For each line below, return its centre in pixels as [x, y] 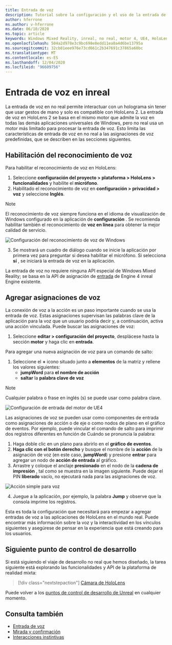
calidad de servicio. [26, 230]
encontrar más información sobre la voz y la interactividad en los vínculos [83, 522]
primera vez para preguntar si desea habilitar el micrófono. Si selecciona [89, 255]
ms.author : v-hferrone [29, 24]
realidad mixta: [21, 573]
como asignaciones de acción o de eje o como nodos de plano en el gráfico [85, 423]
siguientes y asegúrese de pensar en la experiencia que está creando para [84, 528]
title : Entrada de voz [29, 10]
